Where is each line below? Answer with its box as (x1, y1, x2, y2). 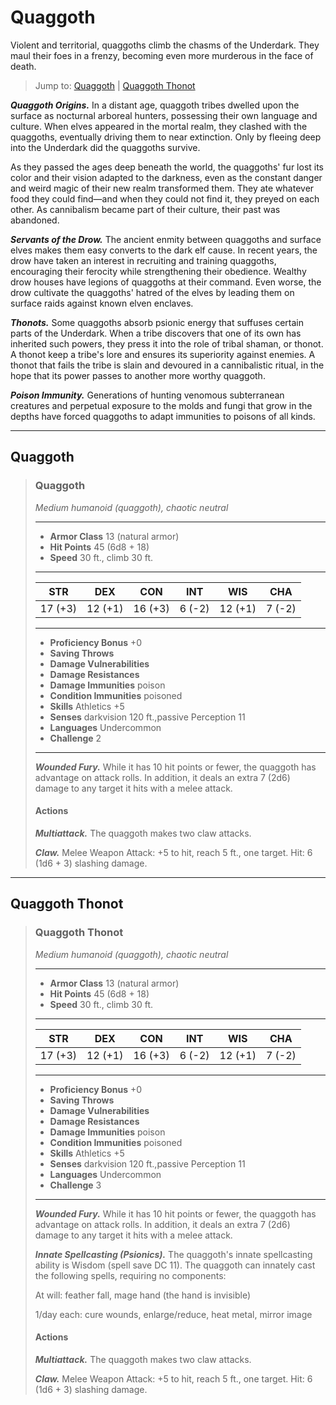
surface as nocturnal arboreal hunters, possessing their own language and (10, 109, 318, 121)
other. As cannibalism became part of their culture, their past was (10, 203, 281, 215)
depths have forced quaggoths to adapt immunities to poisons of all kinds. (10, 410, 316, 422)
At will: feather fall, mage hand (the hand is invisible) (34, 1289, 252, 1301)
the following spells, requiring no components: (34, 1269, 227, 1281)
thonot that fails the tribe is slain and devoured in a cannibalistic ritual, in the (10, 359, 325, 371)
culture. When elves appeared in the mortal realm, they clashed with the (10, 120, 308, 132)
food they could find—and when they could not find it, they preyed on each (10, 192, 320, 205)
